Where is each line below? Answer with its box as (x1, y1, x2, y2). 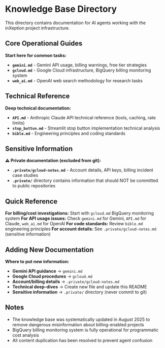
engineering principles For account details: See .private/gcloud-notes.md (5, 226, 157, 232)
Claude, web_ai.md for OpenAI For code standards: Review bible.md (5, 221, 143, 227)
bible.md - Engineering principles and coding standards (12, 130, 126, 136)
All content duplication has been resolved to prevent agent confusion (12, 337, 153, 343)
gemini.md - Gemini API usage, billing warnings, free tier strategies (12, 62, 147, 68)
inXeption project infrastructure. (5, 25, 70, 31)
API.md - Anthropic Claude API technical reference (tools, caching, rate (12, 114, 156, 120)
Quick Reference (5, 197, 58, 206)
